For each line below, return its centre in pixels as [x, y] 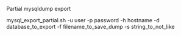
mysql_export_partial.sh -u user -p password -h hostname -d [83, 20]
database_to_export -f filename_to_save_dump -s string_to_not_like [90, 27]
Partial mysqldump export [39, 9]
